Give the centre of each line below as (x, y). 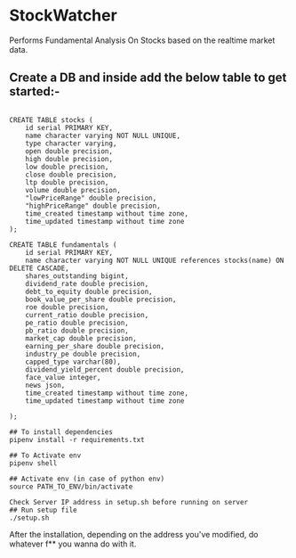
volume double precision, (73, 190)
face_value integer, (63, 377)
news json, (45, 385)
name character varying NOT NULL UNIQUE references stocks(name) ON (155, 260)
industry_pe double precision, (83, 354)
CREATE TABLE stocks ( (51, 120)
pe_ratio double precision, (77, 323)
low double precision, (67, 167)
